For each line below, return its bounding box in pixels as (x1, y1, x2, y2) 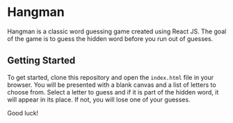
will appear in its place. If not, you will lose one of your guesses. (7, 95, 191, 104)
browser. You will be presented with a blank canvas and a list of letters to (7, 81, 217, 89)
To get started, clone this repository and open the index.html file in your (7, 73, 214, 81)
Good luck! (7, 108, 39, 117)
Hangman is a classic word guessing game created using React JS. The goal (7, 27, 227, 35)
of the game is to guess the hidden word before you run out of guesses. (7, 34, 214, 42)
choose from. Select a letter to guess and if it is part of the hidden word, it (7, 88, 219, 96)
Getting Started (7, 55, 76, 67)
